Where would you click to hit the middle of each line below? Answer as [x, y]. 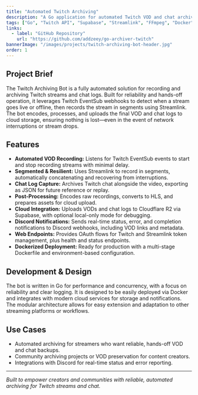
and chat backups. [37, 350]
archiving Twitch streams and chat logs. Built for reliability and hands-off [94, 95]
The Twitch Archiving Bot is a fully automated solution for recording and [93, 88]
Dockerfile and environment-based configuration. [75, 253]
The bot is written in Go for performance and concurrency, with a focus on [96, 286]
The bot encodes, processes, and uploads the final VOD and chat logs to [94, 114]
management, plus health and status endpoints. [72, 241]
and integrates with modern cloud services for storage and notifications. [94, 299]
